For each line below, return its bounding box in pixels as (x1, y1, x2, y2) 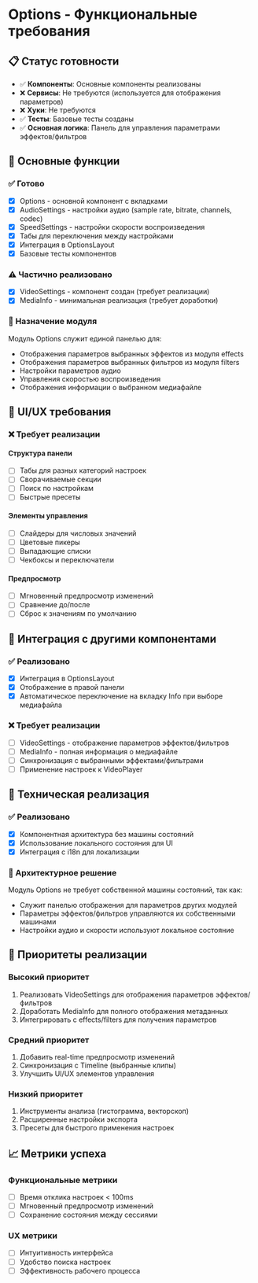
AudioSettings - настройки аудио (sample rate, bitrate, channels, (19, 205, 232, 214)
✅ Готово (8, 179, 45, 190)
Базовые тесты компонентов (19, 249, 116, 258)
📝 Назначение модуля (8, 316, 98, 327)
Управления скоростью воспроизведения (19, 374, 161, 383)
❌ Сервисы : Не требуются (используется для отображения (19, 88, 222, 98)
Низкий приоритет (8, 1088, 83, 1099)
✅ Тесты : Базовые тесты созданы (19, 114, 135, 124)
